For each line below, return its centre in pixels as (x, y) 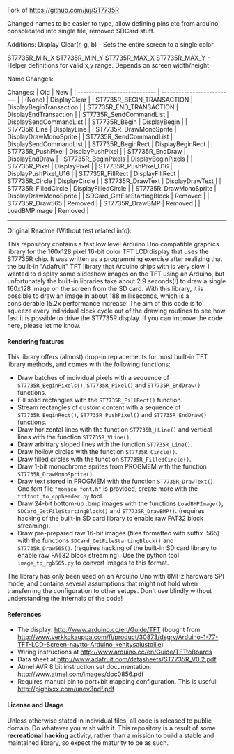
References (24, 614)
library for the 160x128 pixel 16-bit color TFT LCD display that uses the (108, 251)
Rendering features (36, 341)
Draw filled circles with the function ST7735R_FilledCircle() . (104, 460)
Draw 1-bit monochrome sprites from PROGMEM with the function (112, 466)
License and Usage (36, 705)
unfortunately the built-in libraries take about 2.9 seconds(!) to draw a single (117, 281)
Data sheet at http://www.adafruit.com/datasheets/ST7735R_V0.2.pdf (117, 659)
